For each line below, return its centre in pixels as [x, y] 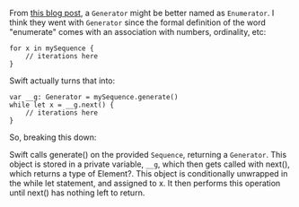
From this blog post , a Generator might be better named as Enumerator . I [142, 13]
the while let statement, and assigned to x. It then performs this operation [145, 183]
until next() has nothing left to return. [77, 193]
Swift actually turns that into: [62, 81]
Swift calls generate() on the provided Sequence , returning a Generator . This [148, 155]
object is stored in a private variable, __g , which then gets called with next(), [149, 164]
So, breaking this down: [53, 137]
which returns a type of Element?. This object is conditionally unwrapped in [149, 173]
